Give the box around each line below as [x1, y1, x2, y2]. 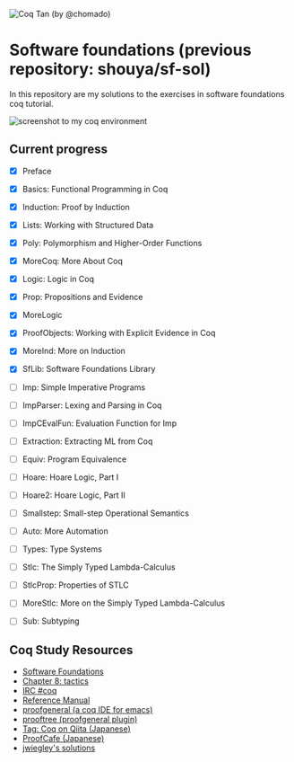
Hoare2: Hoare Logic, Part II [22, 490, 125, 501]
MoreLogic [22, 310, 63, 321]
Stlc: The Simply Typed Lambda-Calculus [22, 562, 177, 572]
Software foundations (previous [9, 40, 252, 60]
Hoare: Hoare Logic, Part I [22, 472, 119, 483]
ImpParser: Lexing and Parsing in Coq [22, 400, 162, 411]
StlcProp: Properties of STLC [22, 580, 129, 590]
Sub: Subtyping [22, 616, 80, 626]
